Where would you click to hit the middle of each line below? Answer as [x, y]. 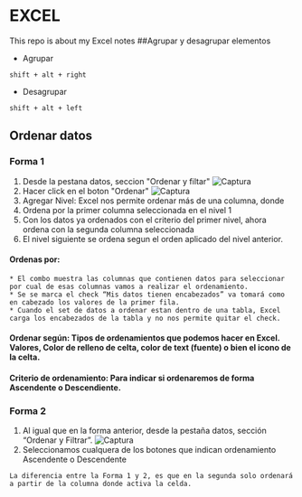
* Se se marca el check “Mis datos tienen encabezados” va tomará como [147, 295]
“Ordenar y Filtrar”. [57, 440]
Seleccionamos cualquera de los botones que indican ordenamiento [149, 450]
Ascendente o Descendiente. [66, 388]
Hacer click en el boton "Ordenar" [85, 191]
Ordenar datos [51, 136]
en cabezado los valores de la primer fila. [94, 302]
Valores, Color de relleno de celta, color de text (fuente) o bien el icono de [150, 348]
